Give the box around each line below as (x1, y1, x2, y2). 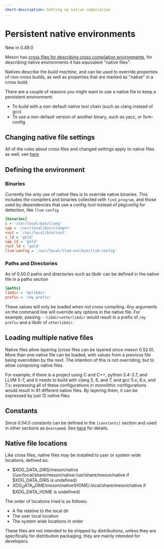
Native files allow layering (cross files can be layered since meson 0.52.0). (5, 347, 155, 352)
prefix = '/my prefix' (5, 295, 51, 300)
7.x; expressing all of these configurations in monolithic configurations (5, 382, 147, 388)
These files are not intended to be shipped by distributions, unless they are (5, 528, 156, 534)
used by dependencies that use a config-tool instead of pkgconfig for (5, 202, 146, 208)
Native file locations (5, 439, 68, 448)
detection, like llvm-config (5, 207, 59, 213)
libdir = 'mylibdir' (5, 290, 47, 296)
